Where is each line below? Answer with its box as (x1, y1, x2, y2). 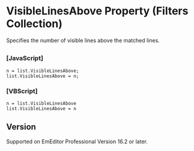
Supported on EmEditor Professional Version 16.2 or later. (6, 138, 148, 145)
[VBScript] (6, 87, 38, 95)
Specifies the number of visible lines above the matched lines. (6, 37, 160, 44)
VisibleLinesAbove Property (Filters (6, 4, 189, 18)
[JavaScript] (6, 54, 44, 62)
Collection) (6, 17, 63, 31)
